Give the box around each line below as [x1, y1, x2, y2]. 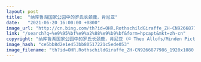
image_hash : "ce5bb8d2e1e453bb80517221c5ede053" [6, 42, 130, 48]
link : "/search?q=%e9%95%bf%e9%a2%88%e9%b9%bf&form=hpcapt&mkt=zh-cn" [6, 31, 186, 37]
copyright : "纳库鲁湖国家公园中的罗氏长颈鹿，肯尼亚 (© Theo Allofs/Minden [6, 36, 182, 42]
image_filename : [6, 47, 47, 53]
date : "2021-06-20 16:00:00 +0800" [6, 19, 100, 25]
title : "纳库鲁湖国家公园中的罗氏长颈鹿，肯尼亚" [6, 14, 118, 20]
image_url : [6, 25, 33, 31]
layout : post [6, 8, 39, 15]
